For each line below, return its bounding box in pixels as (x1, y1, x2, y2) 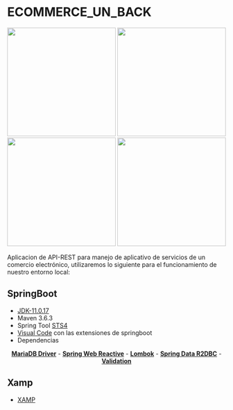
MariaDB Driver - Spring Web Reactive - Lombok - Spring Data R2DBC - (11, 349, 222, 358)
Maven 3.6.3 (17, 313, 53, 322)
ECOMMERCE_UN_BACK (7, 4, 152, 20)
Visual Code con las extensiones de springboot (17, 328, 153, 337)
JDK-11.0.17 (17, 306, 50, 315)
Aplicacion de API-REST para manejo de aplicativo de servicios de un (7, 253, 206, 261)
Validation (101, 356, 132, 365)
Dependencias (17, 336, 59, 344)
